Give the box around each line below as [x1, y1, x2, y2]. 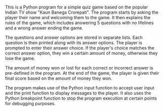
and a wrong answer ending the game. [5, 25, 84, 31]
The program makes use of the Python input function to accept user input [5, 85, 155, 90]
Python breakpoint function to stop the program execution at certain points [5, 95, 157, 101]
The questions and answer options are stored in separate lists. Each [5, 34, 143, 40]
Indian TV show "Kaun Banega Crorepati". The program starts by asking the [5, 9, 159, 15]
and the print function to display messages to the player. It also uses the [5, 90, 151, 96]
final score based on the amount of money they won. [5, 76, 112, 81]
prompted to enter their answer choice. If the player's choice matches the [5, 45, 155, 51]
